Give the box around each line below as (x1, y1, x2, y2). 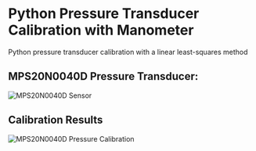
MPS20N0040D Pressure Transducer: (8, 70, 199, 83)
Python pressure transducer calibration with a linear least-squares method (8, 47, 248, 56)
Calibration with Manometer (8, 21, 194, 39)
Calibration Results (8, 113, 103, 127)
